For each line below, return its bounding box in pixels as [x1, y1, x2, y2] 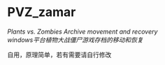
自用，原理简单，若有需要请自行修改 [7, 50, 112, 59]
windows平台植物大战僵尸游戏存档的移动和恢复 [7, 36, 143, 44]
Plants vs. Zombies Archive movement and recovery [7, 27, 158, 36]
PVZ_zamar [7, 4, 76, 20]
